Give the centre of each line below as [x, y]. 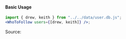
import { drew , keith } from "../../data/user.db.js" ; [63, 17]
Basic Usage [18, 7]
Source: [13, 31]
